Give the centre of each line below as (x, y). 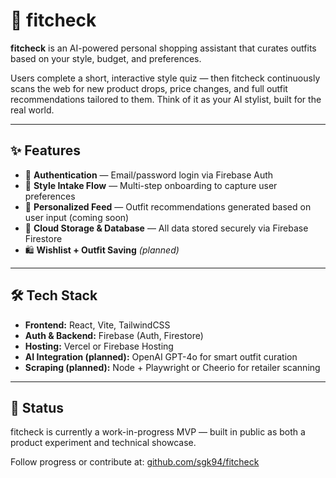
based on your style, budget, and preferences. (106, 58)
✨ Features (45, 150)
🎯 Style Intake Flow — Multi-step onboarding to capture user (151, 185)
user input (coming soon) (77, 217)
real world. (32, 110)
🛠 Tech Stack (54, 295)
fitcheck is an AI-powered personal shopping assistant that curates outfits (163, 48)
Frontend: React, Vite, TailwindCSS (97, 325)
